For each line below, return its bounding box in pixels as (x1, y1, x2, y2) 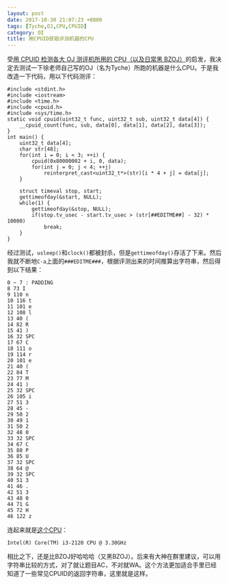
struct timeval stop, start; (19, 188, 103, 195)
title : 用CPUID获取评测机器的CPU (7, 36, 94, 42)
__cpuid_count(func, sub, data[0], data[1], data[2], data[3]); (19, 122, 206, 129)
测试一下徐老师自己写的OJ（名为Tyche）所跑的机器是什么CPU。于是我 (18, 64, 219, 72)
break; (43, 224, 63, 231)
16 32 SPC (7, 333, 36, 340)
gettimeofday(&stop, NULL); (31, 206, 111, 213)
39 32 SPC (7, 471, 36, 478)
